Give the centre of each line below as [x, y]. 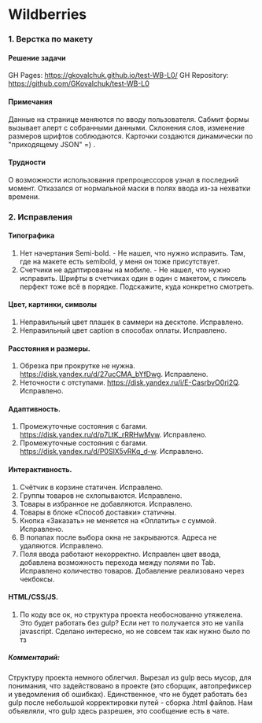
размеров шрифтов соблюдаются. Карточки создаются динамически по [131, 136]
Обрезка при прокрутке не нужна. [77, 366]
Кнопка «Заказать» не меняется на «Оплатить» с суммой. [118, 520]
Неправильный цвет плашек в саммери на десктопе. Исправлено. [131, 322]
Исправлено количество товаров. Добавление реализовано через [132, 570]
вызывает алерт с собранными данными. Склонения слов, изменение [127, 127]
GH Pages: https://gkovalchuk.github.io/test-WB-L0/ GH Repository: [119, 76]
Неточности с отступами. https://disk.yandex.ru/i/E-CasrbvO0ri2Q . [130, 382]
